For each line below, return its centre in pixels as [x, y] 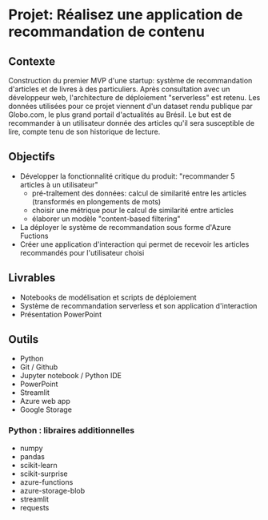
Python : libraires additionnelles [71, 430]
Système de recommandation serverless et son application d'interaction [138, 305]
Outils [24, 339]
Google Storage [46, 409]
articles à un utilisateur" [59, 184]
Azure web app [45, 401]
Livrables [32, 278]
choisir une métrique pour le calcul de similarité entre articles [133, 210]
